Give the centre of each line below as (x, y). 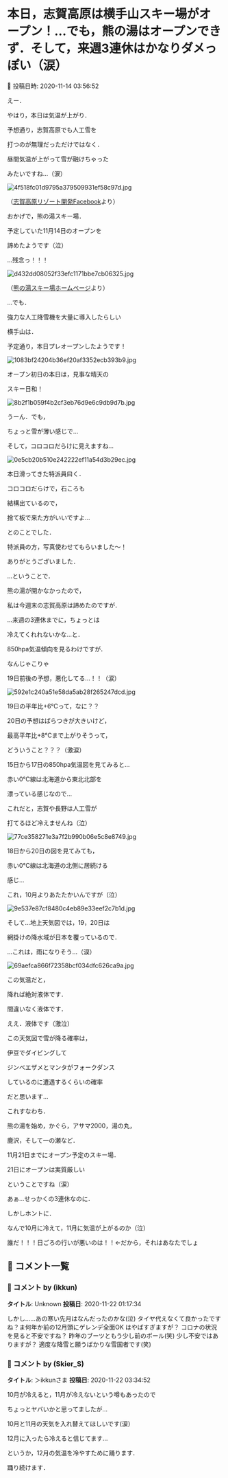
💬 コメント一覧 (38, 1266)
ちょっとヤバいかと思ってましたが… (58, 1409)
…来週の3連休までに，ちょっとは (54, 620)
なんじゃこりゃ (28, 663)
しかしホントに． (31, 1213)
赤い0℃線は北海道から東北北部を (55, 779)
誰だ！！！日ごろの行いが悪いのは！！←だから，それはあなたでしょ (103, 1242)
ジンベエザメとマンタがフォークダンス (61, 1067)
